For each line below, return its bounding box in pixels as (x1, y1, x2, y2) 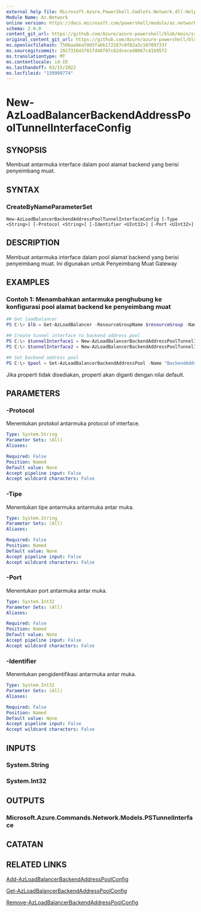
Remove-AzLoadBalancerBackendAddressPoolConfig (6, 899, 139, 906)
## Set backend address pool (6, 355, 79, 360)
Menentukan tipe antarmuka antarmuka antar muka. (6, 504, 135, 511)
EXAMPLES (6, 277, 50, 287)
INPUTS (6, 743, 36, 753)
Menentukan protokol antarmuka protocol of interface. (6, 420, 141, 427)
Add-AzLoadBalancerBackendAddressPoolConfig (6, 875, 129, 883)
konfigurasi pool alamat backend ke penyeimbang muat (6, 303, 171, 311)
